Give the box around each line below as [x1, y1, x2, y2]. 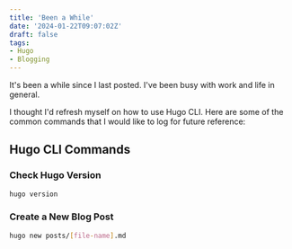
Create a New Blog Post [9, 210, 114, 223]
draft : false [9, 30, 58, 39]
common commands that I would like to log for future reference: [9, 116, 246, 127]
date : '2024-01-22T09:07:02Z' [9, 22, 123, 31]
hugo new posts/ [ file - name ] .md [9, 231, 127, 240]
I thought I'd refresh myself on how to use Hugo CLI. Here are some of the [9, 107, 284, 117]
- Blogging [9, 55, 50, 64]
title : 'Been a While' [9, 13, 94, 22]
